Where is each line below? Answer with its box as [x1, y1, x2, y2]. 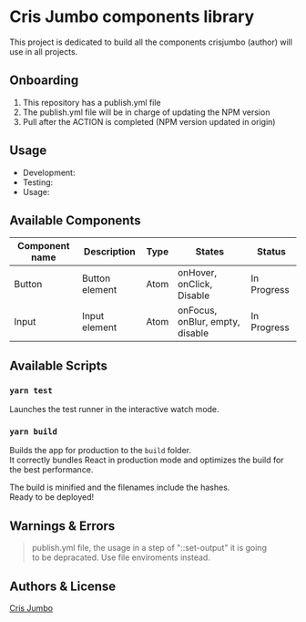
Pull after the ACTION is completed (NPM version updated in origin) [22, 116, 276, 127]
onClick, [177, 278, 213, 291]
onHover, [177, 266, 218, 279]
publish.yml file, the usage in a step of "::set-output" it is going [31, 543, 267, 554]
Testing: [22, 176, 54, 188]
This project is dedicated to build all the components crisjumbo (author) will [9, 36, 293, 47]
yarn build [9, 426, 57, 437]
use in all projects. [9, 46, 78, 57]
